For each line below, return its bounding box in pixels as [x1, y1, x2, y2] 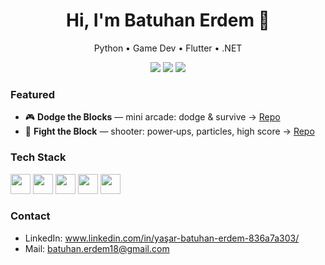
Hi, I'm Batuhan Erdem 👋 [66, 9, 270, 32]
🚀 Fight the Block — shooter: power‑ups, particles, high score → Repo [24, 125, 315, 138]
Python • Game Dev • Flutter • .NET [93, 42, 243, 54]
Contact [10, 209, 51, 223]
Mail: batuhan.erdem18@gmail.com [24, 242, 170, 254]
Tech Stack [10, 150, 67, 164]
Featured [10, 87, 56, 101]
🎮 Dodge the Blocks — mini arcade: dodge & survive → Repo [24, 111, 281, 123]
